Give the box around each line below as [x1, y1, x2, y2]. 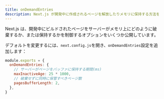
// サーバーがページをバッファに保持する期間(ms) [14, 67, 102, 72]
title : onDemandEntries [5, 7, 54, 12]
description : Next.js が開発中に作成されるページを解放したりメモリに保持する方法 [5, 12, 156, 17]
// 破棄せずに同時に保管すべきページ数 [14, 76, 82, 81]
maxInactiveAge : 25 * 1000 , [14, 72, 71, 77]
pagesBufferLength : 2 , [14, 80, 60, 85]
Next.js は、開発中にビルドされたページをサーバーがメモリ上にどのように [5, 25, 153, 32]
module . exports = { [5, 58, 45, 63]
